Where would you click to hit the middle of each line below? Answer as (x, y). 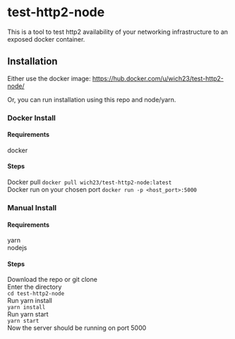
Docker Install (32, 118)
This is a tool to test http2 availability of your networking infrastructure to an (117, 32)
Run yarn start (28, 314)
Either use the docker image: (49, 78)
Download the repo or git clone (52, 280)
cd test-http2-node (36, 294)
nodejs (17, 248)
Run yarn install (30, 301)
